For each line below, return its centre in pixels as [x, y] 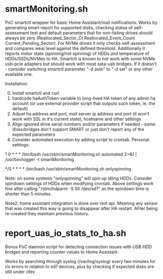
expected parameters [34, 134]
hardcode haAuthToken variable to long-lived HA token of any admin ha [84, 98]
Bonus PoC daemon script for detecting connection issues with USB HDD [79, 246]
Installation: [17, 83]
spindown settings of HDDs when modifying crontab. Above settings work [79, 183]
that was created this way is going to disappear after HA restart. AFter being [81, 208]
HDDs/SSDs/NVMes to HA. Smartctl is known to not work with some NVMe [80, 58]
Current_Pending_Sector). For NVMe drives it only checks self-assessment [80, 43]
